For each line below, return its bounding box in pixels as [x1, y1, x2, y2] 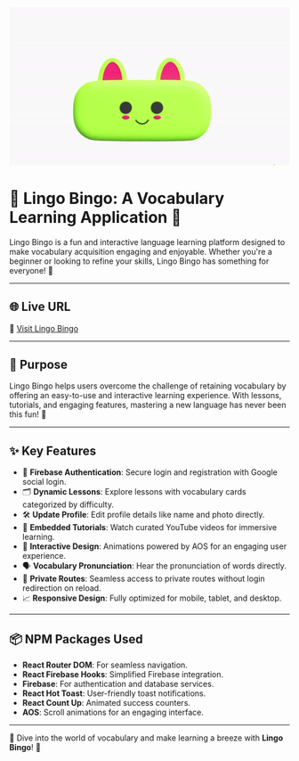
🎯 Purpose [9, 357, 69, 372]
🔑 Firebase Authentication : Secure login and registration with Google [21, 467, 278, 478]
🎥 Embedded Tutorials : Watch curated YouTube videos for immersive [21, 522, 278, 533]
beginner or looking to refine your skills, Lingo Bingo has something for [9, 256, 270, 266]
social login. [21, 477, 67, 487]
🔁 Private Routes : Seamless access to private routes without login [21, 573, 265, 585]
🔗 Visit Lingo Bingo [9, 323, 78, 333]
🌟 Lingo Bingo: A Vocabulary [9, 189, 225, 209]
